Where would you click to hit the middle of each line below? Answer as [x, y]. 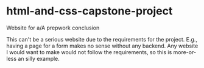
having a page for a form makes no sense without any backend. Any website [102, 46]
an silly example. [39, 58]
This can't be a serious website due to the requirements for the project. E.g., [102, 39]
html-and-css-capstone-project [90, 11]
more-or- [185, 52]
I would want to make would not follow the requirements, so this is [89, 52]
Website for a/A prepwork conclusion [53, 28]
